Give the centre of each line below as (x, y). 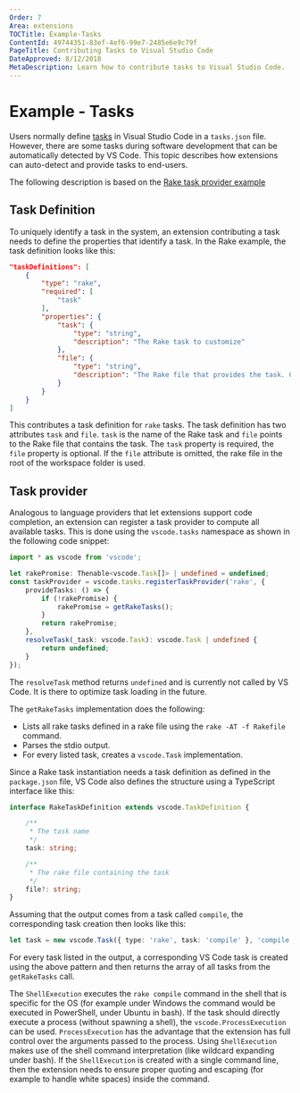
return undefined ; (75, 648)
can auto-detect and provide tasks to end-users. (99, 164)
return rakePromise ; (79, 623)
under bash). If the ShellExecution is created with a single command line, (144, 1060)
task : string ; (51, 848)
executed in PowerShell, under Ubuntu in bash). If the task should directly (145, 1013)
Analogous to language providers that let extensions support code (131, 513)
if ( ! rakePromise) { (79, 598)
